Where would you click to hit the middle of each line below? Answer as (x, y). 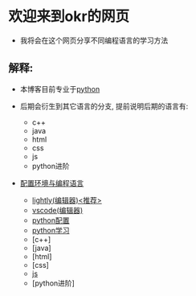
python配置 (51, 220)
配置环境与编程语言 (52, 183)
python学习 (51, 230)
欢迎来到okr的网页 (69, 16)
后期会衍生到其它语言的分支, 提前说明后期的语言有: (104, 106)
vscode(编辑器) (57, 210)
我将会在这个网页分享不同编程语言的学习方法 (94, 40)
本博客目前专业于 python (60, 88)
